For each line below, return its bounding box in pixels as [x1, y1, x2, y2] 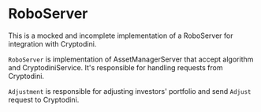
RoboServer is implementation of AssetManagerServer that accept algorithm [8, 54, 254, 64]
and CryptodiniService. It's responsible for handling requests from [8, 62, 223, 72]
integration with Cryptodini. [8, 39, 97, 48]
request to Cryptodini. [8, 95, 80, 104]
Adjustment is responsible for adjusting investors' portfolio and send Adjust [8, 86, 252, 95]
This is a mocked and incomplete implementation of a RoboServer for [8, 31, 233, 40]
